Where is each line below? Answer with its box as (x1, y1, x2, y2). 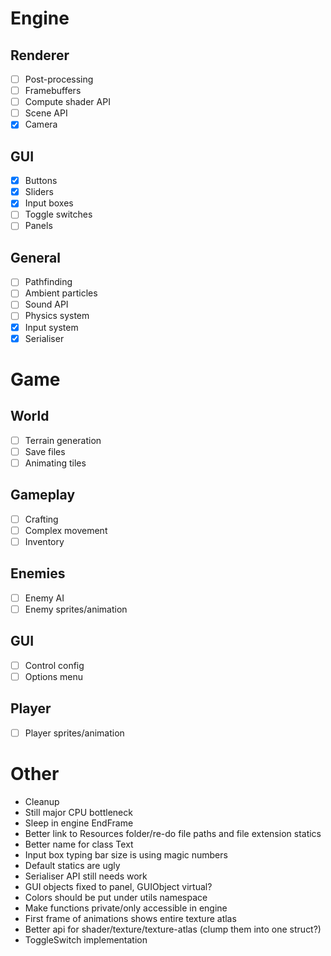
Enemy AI (24, 592, 65, 604)
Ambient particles (24, 287, 98, 299)
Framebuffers (24, 85, 82, 97)
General (10, 249, 62, 266)
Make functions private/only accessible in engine (24, 902, 228, 914)
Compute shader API (24, 96, 111, 108)
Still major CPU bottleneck (24, 806, 133, 818)
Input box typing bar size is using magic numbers (24, 848, 228, 861)
